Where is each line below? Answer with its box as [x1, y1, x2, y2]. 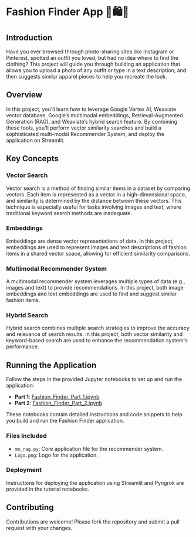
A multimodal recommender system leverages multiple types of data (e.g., [6, 278, 185, 285]
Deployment [6, 466, 42, 474]
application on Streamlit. [6, 137, 65, 144]
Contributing [6, 502, 54, 512]
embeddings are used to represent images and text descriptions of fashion [6, 243, 187, 250]
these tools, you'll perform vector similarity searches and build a [6, 124, 161, 131]
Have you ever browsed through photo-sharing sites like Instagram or [6, 48, 174, 55]
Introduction [6, 32, 53, 42]
